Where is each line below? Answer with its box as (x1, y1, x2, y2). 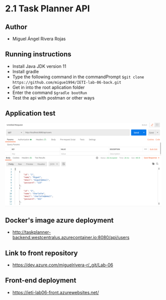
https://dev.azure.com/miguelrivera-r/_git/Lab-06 (12, 262, 113, 268)
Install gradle (12, 68, 39, 74)
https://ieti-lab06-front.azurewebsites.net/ (12, 289, 99, 295)
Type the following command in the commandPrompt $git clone (12, 74, 145, 80)
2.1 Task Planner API (5, 3, 90, 14)
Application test (5, 109, 56, 118)
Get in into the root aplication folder (12, 84, 85, 90)
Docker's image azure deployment (5, 216, 114, 224)
